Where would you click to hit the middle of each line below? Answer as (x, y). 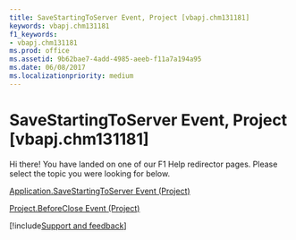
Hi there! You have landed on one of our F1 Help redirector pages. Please (144, 164)
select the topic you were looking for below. (90, 173)
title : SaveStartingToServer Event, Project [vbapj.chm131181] (130, 17)
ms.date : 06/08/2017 (48, 68)
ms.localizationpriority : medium (72, 76)
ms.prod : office (39, 51)
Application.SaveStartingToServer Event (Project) (100, 191)
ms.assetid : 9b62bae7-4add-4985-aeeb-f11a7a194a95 (106, 59)
